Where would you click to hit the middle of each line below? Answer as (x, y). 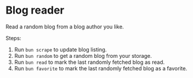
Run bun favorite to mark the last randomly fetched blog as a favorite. (101, 68)
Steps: (13, 38)
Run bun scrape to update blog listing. (60, 49)
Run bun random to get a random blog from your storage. (83, 56)
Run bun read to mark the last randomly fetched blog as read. (89, 62)
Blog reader (35, 10)
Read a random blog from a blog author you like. (65, 27)
